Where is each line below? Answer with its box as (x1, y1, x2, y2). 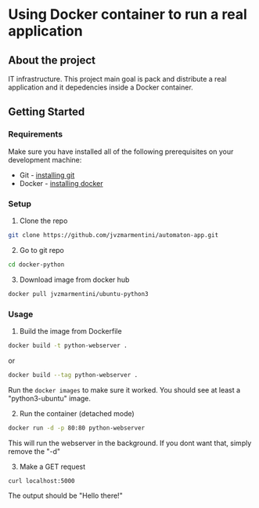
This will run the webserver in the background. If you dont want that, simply (8, 438, 252, 448)
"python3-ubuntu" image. (8, 393, 92, 403)
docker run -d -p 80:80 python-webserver (8, 424, 146, 432)
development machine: (8, 155, 82, 164)
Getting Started (8, 105, 85, 119)
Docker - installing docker (19, 178, 103, 188)
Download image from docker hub (19, 275, 130, 284)
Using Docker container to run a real (8, 5, 248, 24)
